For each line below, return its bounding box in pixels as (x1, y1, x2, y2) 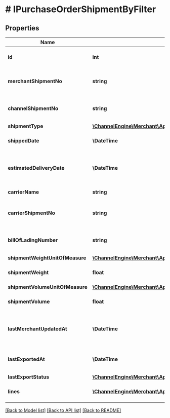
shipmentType (8, 123, 44, 130)
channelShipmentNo (8, 105, 59, 112)
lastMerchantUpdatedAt (8, 325, 67, 332)
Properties (5, 24, 39, 32)
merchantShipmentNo (8, 78, 62, 85)
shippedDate (8, 137, 39, 144)
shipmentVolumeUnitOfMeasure (8, 284, 88, 290)
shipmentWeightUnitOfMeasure (8, 254, 87, 261)
